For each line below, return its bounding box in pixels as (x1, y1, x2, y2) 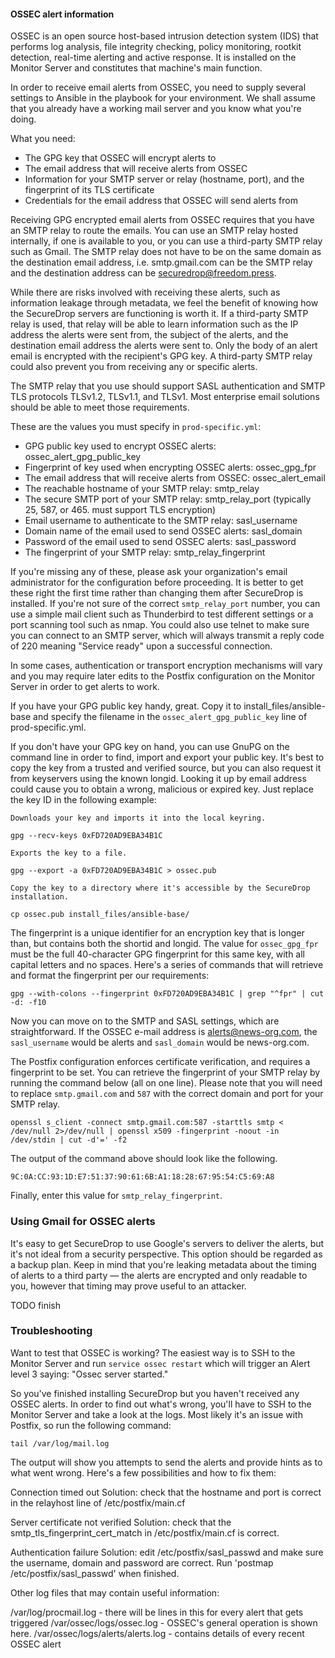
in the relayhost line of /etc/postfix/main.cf (10, 1496, 186, 1509)
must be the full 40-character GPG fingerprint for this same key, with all (10, 948, 305, 960)
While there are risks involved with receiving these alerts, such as (10, 286, 281, 299)
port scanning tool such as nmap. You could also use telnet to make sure (10, 619, 310, 631)
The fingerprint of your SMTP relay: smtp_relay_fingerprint (24, 546, 266, 559)
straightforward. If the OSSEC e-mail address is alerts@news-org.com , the (10, 1026, 318, 1038)
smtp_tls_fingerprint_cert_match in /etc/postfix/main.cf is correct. (10, 1526, 280, 1539)
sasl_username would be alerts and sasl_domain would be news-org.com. (10, 1036, 310, 1049)
